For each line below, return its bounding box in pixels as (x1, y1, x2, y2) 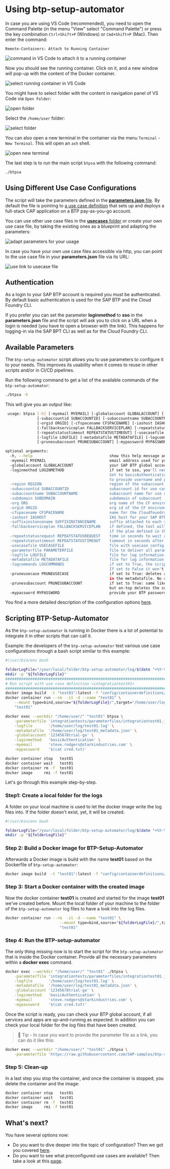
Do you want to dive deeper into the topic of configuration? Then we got (12, 1142, 163, 1148)
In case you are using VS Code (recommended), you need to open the (5, 20, 151, 26)
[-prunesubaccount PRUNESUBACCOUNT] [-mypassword (37, 440, 144, 445)
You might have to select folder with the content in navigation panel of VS (5, 90, 158, 96)
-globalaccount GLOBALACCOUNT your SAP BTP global (10, 463, 153, 468)
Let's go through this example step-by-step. (5, 780, 97, 786)
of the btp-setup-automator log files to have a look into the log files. (5, 905, 146, 911)
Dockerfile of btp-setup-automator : (5, 861, 78, 868)
